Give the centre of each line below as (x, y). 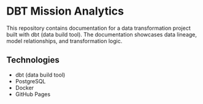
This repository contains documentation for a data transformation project (99, 28)
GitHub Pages (33, 94)
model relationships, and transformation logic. (64, 41)
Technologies (33, 60)
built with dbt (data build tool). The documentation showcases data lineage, (102, 34)
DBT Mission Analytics (65, 11)
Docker (25, 88)
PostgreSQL (30, 81)
